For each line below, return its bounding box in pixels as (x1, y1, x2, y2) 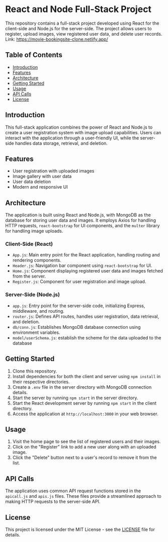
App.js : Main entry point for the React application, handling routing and (12, 252, 160, 258)
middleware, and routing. (12, 308, 64, 314)
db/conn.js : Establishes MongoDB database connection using (12, 324, 141, 330)
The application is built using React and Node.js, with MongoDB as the (5, 212, 151, 218)
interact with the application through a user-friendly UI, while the (5, 135, 139, 141)
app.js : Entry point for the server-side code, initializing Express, (12, 303, 145, 309)
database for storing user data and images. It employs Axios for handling (5, 217, 156, 223)
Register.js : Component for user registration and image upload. (12, 279, 146, 285)
